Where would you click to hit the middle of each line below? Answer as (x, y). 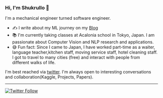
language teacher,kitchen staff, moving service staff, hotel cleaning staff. (85, 52)
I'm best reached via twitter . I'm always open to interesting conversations (78, 72)
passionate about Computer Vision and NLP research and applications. (83, 42)
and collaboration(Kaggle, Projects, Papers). (49, 77)
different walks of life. (34, 63)
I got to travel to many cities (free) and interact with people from (76, 57)
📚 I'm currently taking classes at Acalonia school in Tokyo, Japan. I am (83, 35)
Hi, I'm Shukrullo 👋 (27, 8)
